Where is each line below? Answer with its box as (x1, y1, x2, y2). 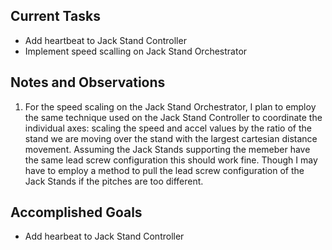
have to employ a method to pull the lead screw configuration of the (24, 164, 305, 176)
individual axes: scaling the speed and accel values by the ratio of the (24, 122, 312, 134)
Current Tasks (10, 8, 101, 25)
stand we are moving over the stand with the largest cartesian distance (24, 132, 318, 144)
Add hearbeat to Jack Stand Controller (24, 230, 185, 243)
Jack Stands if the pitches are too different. (24, 175, 204, 187)
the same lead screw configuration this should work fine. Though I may (24, 154, 318, 166)
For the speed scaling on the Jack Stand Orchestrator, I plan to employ (24, 100, 317, 113)
